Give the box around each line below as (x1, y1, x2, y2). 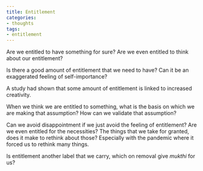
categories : (6, 15, 36, 21)
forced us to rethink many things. (6, 141, 89, 148)
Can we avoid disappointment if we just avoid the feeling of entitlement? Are (6, 121, 198, 128)
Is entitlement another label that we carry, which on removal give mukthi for (6, 153, 196, 160)
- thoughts (6, 20, 34, 26)
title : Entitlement (6, 9, 56, 15)
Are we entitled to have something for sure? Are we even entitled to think (6, 48, 189, 55)
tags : (6, 26, 20, 32)
